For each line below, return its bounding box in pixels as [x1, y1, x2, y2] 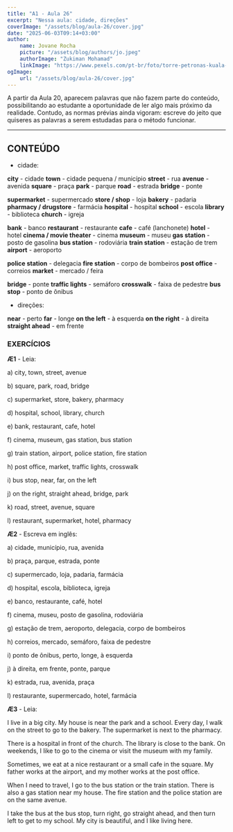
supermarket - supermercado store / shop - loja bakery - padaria [7, 195, 197, 204]
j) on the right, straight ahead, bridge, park [7, 489, 129, 498]
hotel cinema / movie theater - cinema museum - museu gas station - [7, 231, 210, 240]
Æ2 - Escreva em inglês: [7, 530, 78, 539]
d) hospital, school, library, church [7, 409, 105, 417]
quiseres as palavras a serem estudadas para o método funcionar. [7, 116, 196, 124]
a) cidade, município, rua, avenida [7, 544, 104, 552]
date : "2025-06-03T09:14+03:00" [7, 29, 101, 37]
